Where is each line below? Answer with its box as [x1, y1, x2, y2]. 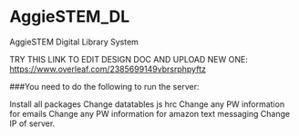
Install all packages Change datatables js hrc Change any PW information [9, 98, 285, 110]
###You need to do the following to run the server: [9, 81, 200, 92]
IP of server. [9, 118, 56, 129]
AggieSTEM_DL [9, 6, 130, 27]
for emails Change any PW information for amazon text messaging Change [9, 108, 290, 119]
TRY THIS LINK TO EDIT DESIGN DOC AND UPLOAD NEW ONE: [9, 53, 248, 64]
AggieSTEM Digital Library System [9, 36, 139, 47]
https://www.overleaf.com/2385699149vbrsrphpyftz [9, 63, 207, 74]
